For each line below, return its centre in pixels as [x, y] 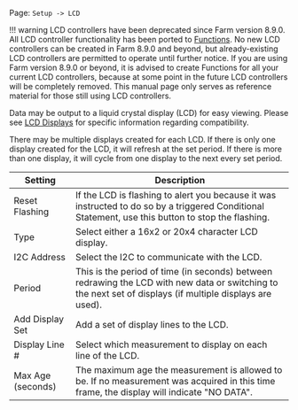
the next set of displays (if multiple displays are [173, 294]
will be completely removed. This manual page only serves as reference [141, 86]
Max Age [32, 375]
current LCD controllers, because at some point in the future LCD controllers [149, 77]
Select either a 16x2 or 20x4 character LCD [167, 232]
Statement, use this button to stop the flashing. [173, 217]
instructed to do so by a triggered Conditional [169, 206]
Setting [40, 180]
